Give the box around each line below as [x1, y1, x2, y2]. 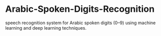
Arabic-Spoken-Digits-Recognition [5, 3, 155, 15]
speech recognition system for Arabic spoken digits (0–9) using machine [5, 20, 156, 26]
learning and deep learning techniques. [5, 25, 87, 31]
